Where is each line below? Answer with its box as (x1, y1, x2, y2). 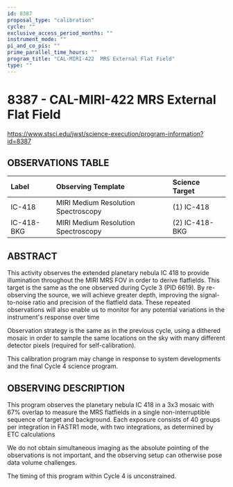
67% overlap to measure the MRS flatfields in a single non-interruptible (7, 408, 210, 416)
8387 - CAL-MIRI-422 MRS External (7, 92, 216, 108)
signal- (200, 291, 220, 299)
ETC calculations (7, 430, 55, 438)
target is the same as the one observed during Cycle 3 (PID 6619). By (7, 283, 205, 292)
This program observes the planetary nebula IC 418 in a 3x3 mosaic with (7, 401, 214, 408)
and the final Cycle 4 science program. (7, 362, 119, 370)
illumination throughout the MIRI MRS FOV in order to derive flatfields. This (7, 276, 220, 285)
